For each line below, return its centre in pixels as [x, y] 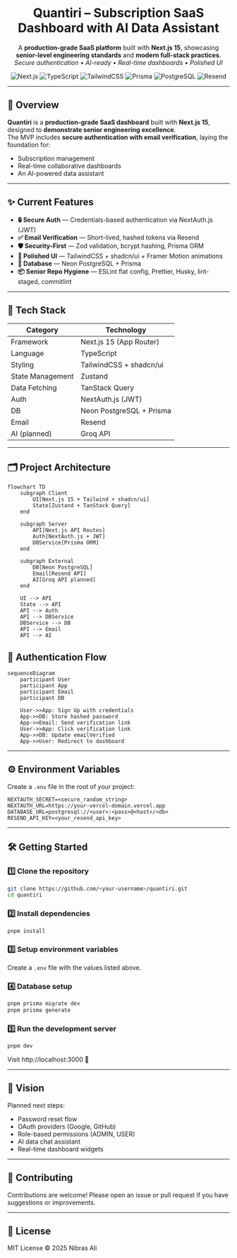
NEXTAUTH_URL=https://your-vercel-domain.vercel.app [86, 806]
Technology [126, 330]
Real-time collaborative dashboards [69, 166]
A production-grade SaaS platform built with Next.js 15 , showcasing [119, 47]
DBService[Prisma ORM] [66, 543]
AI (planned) [31, 434]
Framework [30, 342]
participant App [44, 686]
